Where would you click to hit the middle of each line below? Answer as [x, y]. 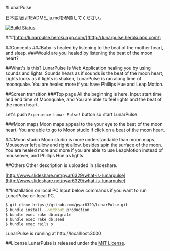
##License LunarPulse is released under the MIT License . [65, 243]
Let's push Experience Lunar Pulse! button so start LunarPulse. [72, 114]
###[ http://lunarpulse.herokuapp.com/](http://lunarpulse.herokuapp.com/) [83, 38]
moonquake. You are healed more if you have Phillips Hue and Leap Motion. [84, 84]
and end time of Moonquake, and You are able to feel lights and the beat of [84, 99]
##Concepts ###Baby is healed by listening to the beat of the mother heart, [84, 47]
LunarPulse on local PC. [30, 196]
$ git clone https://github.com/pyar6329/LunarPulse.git [67, 205]
